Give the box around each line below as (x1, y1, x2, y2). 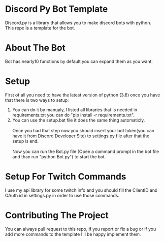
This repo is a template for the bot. (5, 25, 75, 30)
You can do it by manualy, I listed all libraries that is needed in (12, 107, 137, 113)
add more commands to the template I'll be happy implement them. (5, 231, 141, 237)
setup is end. (12, 138, 39, 144)
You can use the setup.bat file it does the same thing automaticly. (12, 117, 145, 123)
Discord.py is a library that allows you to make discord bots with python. (5, 20, 152, 26)
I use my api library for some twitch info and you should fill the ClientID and (5, 187, 158, 193)
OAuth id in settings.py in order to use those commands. (5, 192, 120, 198)
